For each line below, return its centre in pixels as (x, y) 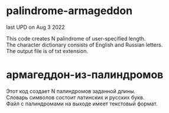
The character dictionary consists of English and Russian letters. (84, 45)
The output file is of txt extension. (47, 51)
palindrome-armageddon (69, 11)
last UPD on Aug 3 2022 (35, 27)
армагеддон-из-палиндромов (85, 75)
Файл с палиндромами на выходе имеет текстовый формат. (82, 104)
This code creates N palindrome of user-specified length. (76, 38)
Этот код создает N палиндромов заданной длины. (71, 91)
